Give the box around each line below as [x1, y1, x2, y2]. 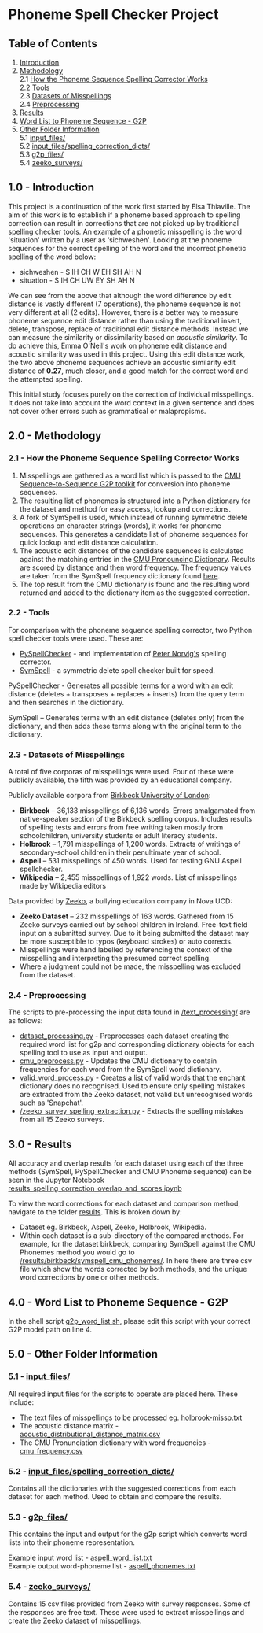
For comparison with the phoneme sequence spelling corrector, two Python [8, 625, 253, 634]
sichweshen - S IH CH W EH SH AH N [19, 267, 141, 276]
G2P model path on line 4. [8, 1325, 93, 1335]
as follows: [8, 1016, 43, 1025]
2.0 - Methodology [8, 429, 102, 442]
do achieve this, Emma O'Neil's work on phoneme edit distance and [8, 341, 228, 350]
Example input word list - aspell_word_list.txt [8, 1553, 152, 1563]
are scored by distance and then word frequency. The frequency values [19, 563, 252, 572]
